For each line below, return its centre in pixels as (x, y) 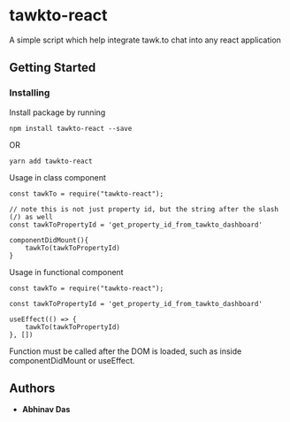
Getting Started (53, 68)
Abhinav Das (46, 410)
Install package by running (57, 112)
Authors (32, 389)
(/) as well (31, 217)
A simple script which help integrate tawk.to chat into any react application (145, 40)
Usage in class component (57, 177)
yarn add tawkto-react (51, 161)
